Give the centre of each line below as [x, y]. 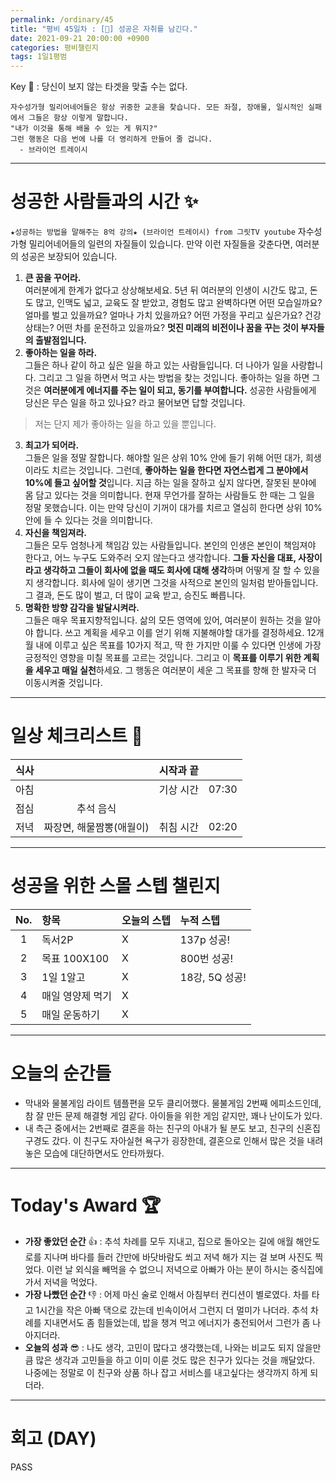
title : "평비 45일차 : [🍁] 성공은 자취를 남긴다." [104, 29]
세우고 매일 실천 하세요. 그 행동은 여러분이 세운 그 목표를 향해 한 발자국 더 [175, 670]
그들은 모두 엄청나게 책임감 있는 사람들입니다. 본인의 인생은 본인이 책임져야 [170, 545]
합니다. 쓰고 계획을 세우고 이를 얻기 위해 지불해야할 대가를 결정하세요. [170, 633]
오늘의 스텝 [146, 920]
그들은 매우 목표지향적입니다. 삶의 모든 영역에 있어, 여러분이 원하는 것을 [163, 620]
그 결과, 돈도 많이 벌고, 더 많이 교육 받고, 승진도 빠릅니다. [135, 595]
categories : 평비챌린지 [54, 47]
